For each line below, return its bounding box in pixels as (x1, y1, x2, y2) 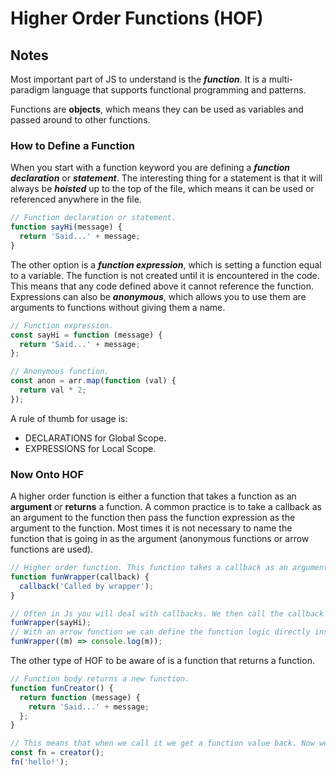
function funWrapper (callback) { (10, 572, 150, 582)
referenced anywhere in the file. (10, 193, 142, 206)
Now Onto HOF (10, 467, 85, 481)
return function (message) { (19, 692, 141, 702)
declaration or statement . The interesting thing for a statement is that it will (10, 172, 323, 184)
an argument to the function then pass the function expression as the (10, 512, 296, 524)
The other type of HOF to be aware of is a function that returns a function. (10, 655, 315, 667)
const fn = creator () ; (10, 748, 105, 758)
